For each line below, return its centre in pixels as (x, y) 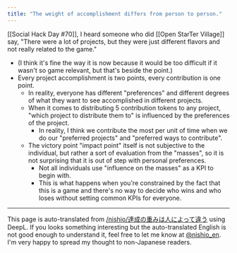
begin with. (55, 175)
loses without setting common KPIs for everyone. (110, 198)
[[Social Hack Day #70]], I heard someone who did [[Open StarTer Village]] (116, 34)
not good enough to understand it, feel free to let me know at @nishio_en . (114, 235)
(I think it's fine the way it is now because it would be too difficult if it (117, 63)
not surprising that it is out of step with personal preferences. (117, 160)
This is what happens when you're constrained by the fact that (129, 183)
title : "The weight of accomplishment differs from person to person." (115, 14)
